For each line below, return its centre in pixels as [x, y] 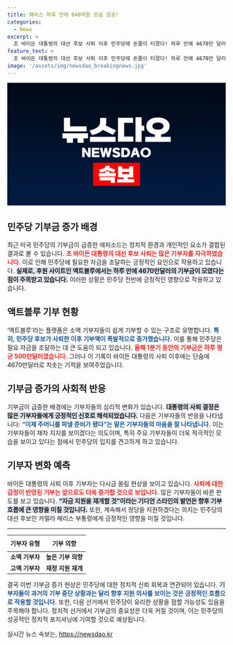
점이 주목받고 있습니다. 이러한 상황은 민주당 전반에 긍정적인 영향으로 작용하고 [111, 279]
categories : [24, 22]
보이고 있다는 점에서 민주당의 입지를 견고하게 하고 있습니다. [100, 441]
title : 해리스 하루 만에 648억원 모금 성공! [63, 15]
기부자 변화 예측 [39, 466]
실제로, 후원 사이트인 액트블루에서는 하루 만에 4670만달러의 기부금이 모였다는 [120, 271]
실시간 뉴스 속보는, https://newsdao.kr [60, 634]
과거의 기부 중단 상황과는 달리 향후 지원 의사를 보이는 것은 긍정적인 [119, 593]
